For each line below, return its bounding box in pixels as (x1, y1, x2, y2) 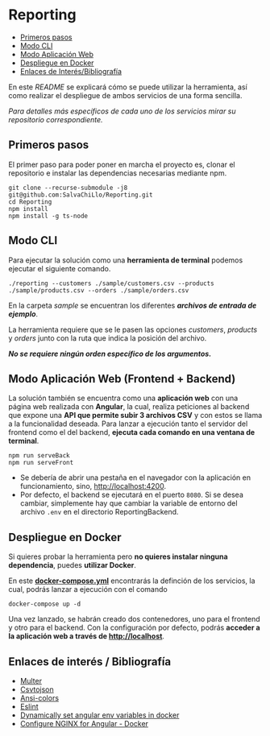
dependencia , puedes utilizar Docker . (8, 560, 137, 570)
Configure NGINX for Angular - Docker (19, 719, 149, 728)
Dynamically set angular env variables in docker (19, 710, 180, 720)
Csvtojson (19, 684, 54, 694)
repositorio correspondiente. (8, 114, 103, 124)
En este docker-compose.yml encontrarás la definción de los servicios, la (8, 576, 255, 585)
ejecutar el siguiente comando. (8, 263, 111, 273)
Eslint (19, 702, 39, 711)
